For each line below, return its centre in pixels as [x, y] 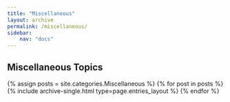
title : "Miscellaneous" [41, 13]
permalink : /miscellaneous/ [48, 26]
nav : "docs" [36, 39]
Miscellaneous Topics [55, 67]
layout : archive [30, 20]
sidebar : [20, 33]
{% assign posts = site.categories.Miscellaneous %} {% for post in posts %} [115, 83]
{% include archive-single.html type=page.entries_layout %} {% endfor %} [113, 91]
